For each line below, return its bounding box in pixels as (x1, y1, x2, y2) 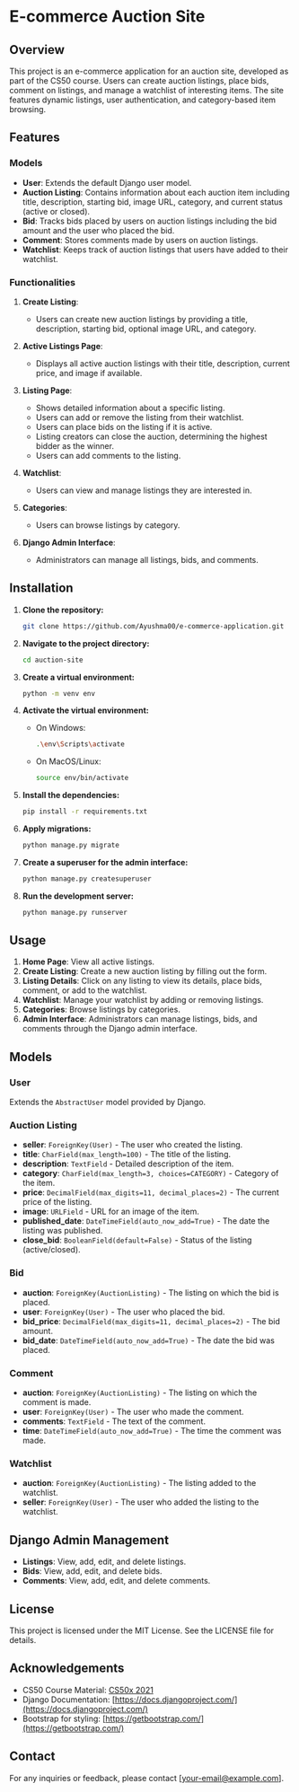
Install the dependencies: (22, 790, 119, 801)
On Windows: (35, 723, 86, 733)
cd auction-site (22, 655, 84, 664)
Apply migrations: (22, 823, 92, 834)
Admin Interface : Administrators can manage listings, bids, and (22, 1014, 258, 1024)
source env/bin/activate (35, 774, 129, 783)
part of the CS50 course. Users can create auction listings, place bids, (9, 75, 269, 86)
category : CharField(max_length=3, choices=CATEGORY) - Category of (22, 1168, 279, 1179)
